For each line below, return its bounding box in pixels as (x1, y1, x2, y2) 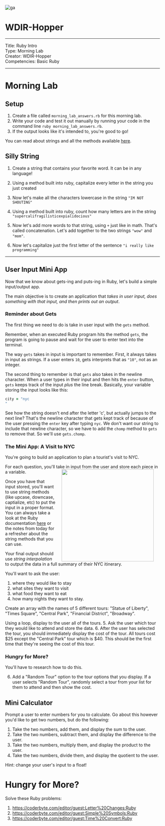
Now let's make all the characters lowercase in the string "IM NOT (12, 195, 144, 200)
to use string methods (5, 489, 50, 495)
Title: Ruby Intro (5, 42, 37, 49)
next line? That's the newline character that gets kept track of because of (5, 415, 154, 421)
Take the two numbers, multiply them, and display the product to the (12, 742, 151, 748)
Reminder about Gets (5, 311, 57, 317)
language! (12, 170, 33, 176)
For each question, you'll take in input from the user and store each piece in (5, 463, 158, 469)
